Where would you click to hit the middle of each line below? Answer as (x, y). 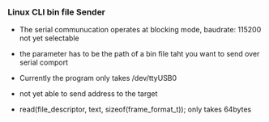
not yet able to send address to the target (88, 94)
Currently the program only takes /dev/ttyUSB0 (98, 78)
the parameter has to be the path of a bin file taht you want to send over (139, 54)
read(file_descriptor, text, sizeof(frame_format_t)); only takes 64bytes (135, 109)
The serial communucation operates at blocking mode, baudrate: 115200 (140, 30)
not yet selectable (49, 38)
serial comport (44, 62)
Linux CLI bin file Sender (57, 12)
